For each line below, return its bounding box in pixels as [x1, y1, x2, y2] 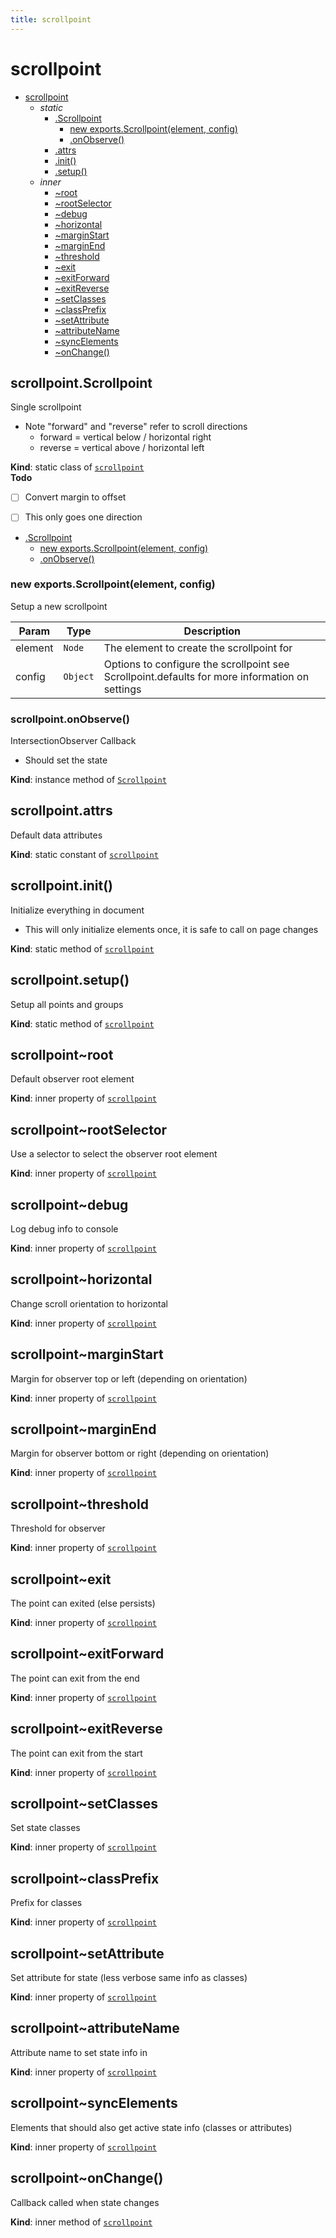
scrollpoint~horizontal [10, 1271, 153, 1288]
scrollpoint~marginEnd [10, 1421, 157, 1438]
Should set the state [24, 754, 108, 766]
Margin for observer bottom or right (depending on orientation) [10, 1447, 270, 1460]
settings [103, 682, 142, 696]
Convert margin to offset [24, 491, 127, 503]
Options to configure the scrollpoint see [103, 657, 290, 671]
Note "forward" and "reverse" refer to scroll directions [24, 421, 248, 433]
